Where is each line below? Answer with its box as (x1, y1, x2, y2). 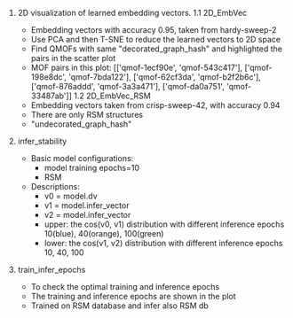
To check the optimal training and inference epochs (30, 282, 220, 291)
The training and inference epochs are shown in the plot (30, 291, 237, 301)
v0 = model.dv (44, 190, 98, 201)
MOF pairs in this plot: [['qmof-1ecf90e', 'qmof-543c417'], (30, 62, 243, 73)
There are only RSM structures (30, 110, 144, 120)
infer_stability (17, 136, 67, 146)
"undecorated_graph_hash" (30, 119, 132, 129)
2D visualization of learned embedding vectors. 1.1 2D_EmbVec (17, 8, 248, 18)
